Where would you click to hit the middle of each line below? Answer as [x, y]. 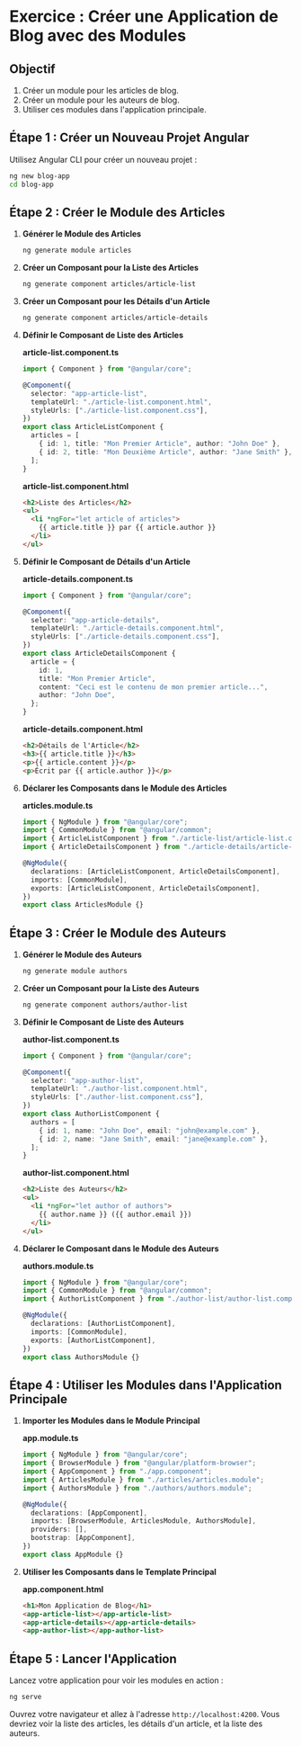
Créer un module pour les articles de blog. [101, 90]
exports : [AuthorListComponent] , [93, 1340]
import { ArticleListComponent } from [95, 838]
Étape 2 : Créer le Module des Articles [117, 212]
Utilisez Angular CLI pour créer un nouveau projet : [103, 159]
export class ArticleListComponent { [93, 427]
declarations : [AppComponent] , [89, 1513]
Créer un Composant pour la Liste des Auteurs [111, 988]
